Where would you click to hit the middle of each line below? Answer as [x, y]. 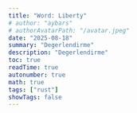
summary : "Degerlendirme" [51, 45]
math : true [26, 82]
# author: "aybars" [41, 23]
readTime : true [33, 68]
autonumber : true [37, 75]
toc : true [25, 60]
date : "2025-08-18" [41, 38]
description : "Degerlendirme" [59, 53]
